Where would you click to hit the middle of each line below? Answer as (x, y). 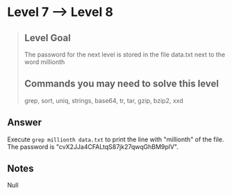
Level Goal (47, 38)
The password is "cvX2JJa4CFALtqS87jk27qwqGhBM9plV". (93, 146)
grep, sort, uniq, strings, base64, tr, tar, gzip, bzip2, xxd (103, 100)
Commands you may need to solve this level (121, 84)
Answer (25, 123)
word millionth (44, 62)
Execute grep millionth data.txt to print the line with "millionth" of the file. (116, 139)
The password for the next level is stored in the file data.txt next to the (125, 54)
